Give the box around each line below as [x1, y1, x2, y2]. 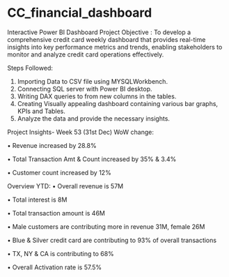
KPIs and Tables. [17, 107, 66, 115]
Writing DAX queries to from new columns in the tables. [17, 92, 177, 100]
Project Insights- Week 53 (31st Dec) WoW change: [7, 128, 155, 136]
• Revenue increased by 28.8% [7, 141, 97, 149]
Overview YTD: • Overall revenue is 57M [7, 181, 124, 190]
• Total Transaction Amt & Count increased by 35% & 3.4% [7, 155, 177, 163]
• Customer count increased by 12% [7, 168, 111, 177]
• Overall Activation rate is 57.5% [7, 263, 102, 271]
